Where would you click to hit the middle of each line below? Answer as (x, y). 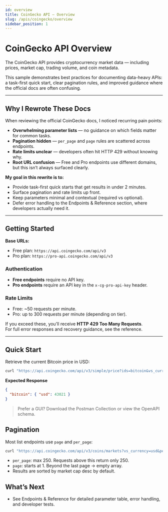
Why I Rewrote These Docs (48, 108)
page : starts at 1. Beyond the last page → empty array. (67, 466)
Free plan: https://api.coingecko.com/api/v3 (59, 250)
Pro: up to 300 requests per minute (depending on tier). (69, 314)
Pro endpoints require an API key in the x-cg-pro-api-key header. (80, 285)
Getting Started (30, 229)
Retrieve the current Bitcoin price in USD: (47, 362)
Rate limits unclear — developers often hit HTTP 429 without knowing (85, 152)
